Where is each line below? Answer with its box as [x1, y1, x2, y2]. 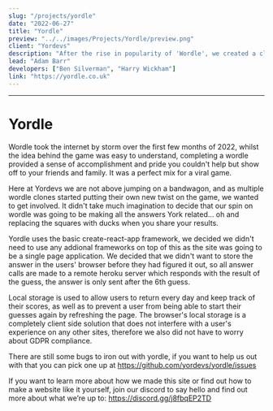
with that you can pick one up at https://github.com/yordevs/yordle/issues [8, 360, 257, 370]
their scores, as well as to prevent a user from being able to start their [8, 301, 242, 311]
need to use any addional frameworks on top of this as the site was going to [8, 242, 262, 252]
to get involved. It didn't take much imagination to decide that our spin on [8, 201, 253, 210]
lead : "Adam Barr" [8, 58, 71, 66]
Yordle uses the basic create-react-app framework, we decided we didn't [8, 233, 254, 244]
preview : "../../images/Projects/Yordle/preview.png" [8, 34, 195, 43]
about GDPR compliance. [8, 335, 93, 345]
